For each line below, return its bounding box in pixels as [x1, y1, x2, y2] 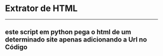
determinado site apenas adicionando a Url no [5, 36, 147, 44]
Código [5, 43, 28, 51]
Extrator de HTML [5, 3, 78, 14]
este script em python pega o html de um [5, 28, 131, 36]
